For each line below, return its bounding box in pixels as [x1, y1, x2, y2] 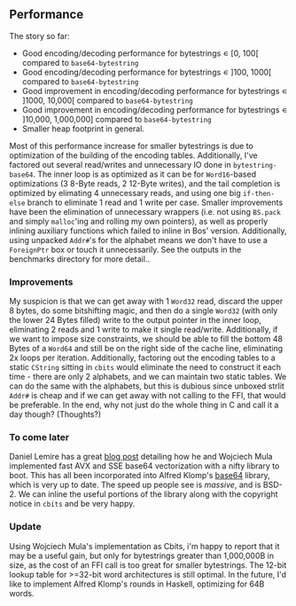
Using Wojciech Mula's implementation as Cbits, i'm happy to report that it [9, 540, 280, 551]
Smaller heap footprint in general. [21, 123, 144, 134]
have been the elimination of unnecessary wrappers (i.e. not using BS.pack [9, 206, 281, 216]
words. [9, 587, 35, 598]
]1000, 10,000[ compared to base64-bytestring [21, 95, 193, 106]
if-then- [242, 189, 275, 198]
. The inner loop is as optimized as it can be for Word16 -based [32, 169, 257, 179]
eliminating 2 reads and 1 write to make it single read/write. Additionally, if [9, 324, 278, 335]
